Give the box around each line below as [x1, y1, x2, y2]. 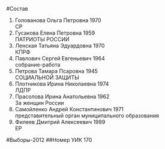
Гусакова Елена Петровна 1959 [14, 29, 95, 37]
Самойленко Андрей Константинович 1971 [14, 106, 124, 112]
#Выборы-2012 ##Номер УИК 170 [6, 136, 92, 143]
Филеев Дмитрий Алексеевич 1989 [14, 118, 106, 125]
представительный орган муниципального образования [14, 112, 159, 119]
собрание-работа [14, 61, 61, 68]
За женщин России [14, 99, 64, 107]
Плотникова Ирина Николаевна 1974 [14, 80, 109, 87]
